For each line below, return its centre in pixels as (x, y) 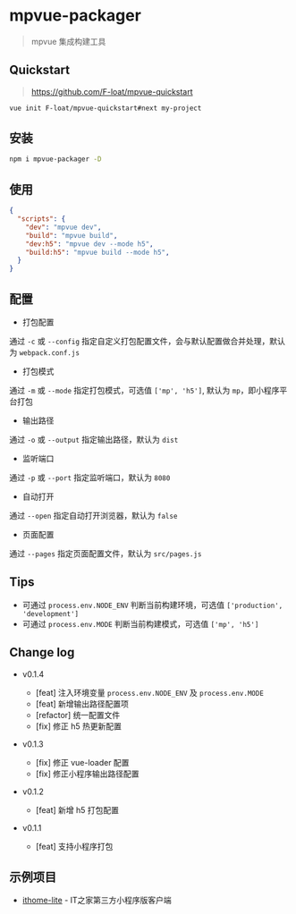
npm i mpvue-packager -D (55, 159)
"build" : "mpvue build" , (72, 235)
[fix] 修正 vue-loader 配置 (82, 762)
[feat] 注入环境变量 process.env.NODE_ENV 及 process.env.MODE (149, 692)
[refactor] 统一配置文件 (78, 715)
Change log (42, 652)
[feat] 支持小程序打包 (74, 846)
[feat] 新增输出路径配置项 (82, 704)
